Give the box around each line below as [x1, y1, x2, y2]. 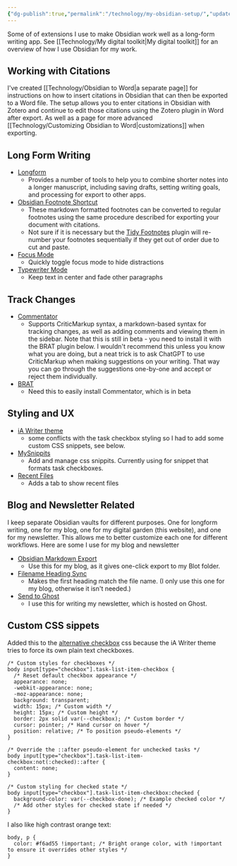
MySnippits [17, 449, 51, 457]
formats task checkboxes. [28, 464, 104, 472]
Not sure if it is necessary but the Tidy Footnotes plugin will [28, 228, 201, 236]
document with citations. [28, 220, 100, 229]
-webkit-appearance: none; [13, 684, 93, 692]
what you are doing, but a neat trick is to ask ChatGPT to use [28, 350, 205, 359]
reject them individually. [28, 372, 97, 381]
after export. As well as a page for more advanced [7, 114, 153, 122]
